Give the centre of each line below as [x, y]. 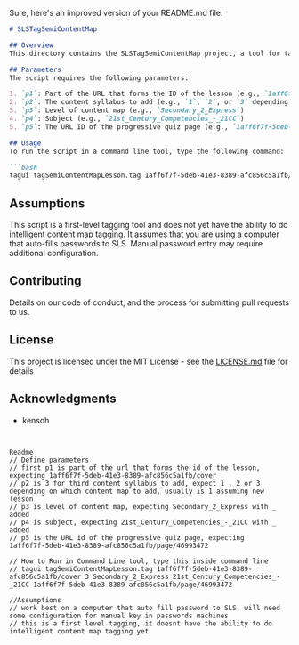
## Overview [31, 45]
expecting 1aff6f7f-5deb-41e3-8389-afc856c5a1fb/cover [113, 475]
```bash [24, 167]
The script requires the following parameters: [99, 78]
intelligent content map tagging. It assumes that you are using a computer [145, 234]
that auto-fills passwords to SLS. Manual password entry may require [136, 244]
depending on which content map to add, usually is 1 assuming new [137, 491]
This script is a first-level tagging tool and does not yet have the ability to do [149, 225]
